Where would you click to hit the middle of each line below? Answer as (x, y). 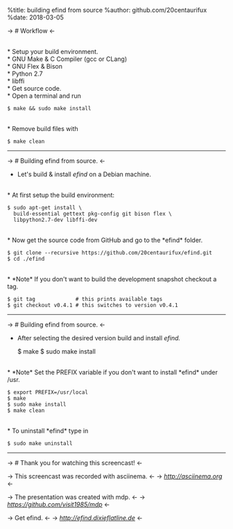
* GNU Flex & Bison (35, 66)
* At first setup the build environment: (61, 195)
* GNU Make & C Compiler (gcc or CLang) (67, 59)
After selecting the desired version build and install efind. (99, 338)
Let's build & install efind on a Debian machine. (84, 174)
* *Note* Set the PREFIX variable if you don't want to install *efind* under (113, 372)
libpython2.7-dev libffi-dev (55, 220)
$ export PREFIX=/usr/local (48, 392)
